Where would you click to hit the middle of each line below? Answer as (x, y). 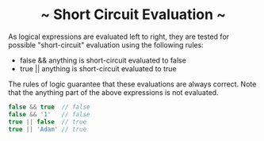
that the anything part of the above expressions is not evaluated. (114, 92)
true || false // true (48, 122)
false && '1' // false (49, 114)
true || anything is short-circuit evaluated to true (98, 68)
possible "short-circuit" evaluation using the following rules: (106, 44)
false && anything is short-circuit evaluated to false (103, 60)
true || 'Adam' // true (48, 129)
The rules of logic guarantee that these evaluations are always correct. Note (132, 84)
